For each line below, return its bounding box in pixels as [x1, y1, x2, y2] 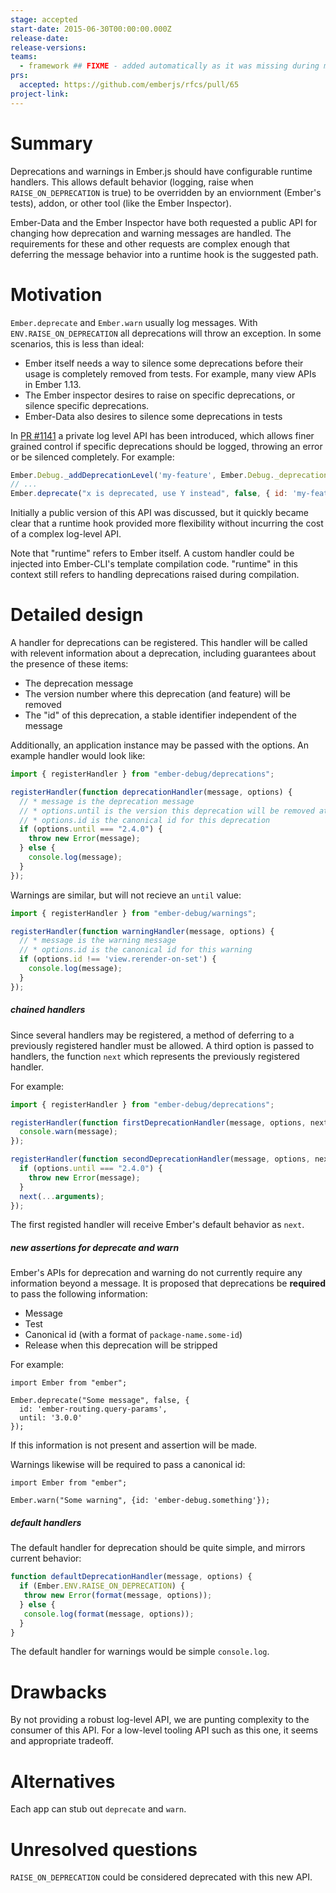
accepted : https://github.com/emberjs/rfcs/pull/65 [19, 80, 240, 90]
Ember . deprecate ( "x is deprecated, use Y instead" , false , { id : [10, 489, 288, 499]
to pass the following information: [10, 1288, 148, 1300]
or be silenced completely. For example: [10, 451, 175, 463]
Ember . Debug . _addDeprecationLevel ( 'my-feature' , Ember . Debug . [10, 470, 275, 480]
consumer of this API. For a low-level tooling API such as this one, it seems [10, 1724, 319, 1736]
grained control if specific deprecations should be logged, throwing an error [10, 440, 323, 452]
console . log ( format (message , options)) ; [23, 1609, 195, 1619]
